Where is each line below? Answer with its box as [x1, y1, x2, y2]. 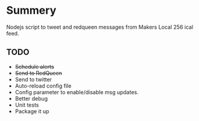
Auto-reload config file [14, 82, 72, 89]
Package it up [14, 107, 49, 114]
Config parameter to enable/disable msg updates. [14, 88, 139, 96]
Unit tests [14, 101, 39, 108]
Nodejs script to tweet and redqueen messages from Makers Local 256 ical [6, 23, 194, 31]
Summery [6, 4, 57, 17]
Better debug [14, 95, 48, 102]
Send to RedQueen [14, 69, 62, 77]
